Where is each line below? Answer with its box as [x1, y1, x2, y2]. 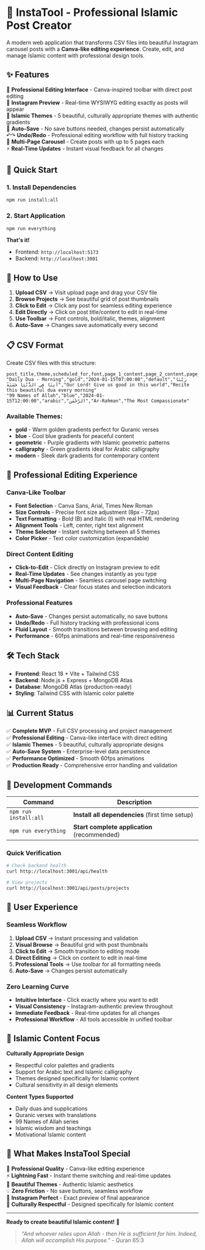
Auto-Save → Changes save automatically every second [15, 322, 158, 329]
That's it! [6, 236, 30, 244]
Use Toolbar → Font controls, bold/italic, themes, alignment [15, 315, 165, 322]
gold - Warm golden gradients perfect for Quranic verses [15, 426, 159, 434]
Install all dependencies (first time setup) [73, 811, 194, 819]
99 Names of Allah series [15, 1118, 79, 1125]
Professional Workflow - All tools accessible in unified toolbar [15, 1015, 173, 1023]
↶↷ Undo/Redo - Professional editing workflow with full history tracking [6, 131, 189, 138]
